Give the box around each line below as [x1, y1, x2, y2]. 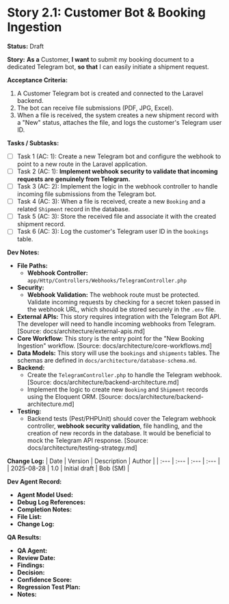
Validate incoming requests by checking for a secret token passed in [27, 298, 221, 306]
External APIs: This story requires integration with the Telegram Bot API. [16, 313, 221, 321]
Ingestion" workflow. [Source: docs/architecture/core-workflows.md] [16, 341, 212, 350]
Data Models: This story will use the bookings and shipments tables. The [16, 349, 220, 357]
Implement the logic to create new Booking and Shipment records [27, 385, 208, 394]
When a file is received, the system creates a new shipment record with [16, 111, 219, 119]
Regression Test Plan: [16, 583, 81, 591]
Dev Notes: [7, 248, 40, 256]
